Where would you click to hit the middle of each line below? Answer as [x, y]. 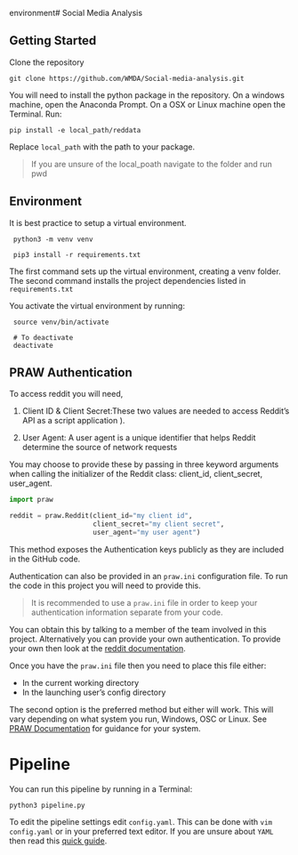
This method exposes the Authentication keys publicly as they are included [147, 549]
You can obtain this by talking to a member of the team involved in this [138, 629]
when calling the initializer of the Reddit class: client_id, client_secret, [136, 474]
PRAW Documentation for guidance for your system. [105, 728]
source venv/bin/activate [61, 322]
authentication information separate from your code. [127, 612]
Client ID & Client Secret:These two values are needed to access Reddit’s [156, 411]
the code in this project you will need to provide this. [105, 585]
